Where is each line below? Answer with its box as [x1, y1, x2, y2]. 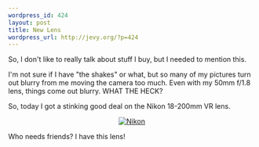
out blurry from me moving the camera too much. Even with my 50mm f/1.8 [8, 78, 251, 88]
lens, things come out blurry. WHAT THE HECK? [8, 87, 163, 96]
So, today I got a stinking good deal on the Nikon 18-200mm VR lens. [8, 102, 231, 111]
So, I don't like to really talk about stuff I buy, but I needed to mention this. [8, 55, 247, 64]
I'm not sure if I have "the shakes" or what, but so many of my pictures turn [8, 70, 251, 79]
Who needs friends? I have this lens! [8, 132, 126, 142]
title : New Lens [8, 26, 61, 34]
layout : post [8, 19, 51, 27]
